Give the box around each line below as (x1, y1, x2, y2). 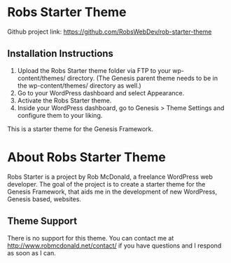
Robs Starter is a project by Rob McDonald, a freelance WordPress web (7, 173, 213, 181)
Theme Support (7, 215, 78, 227)
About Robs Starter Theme (7, 149, 166, 165)
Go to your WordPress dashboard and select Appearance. (17, 88, 185, 97)
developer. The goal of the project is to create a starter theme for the (7, 180, 206, 188)
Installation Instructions (7, 48, 114, 60)
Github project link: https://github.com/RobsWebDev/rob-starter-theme (7, 27, 212, 36)
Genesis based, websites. (7, 194, 82, 203)
